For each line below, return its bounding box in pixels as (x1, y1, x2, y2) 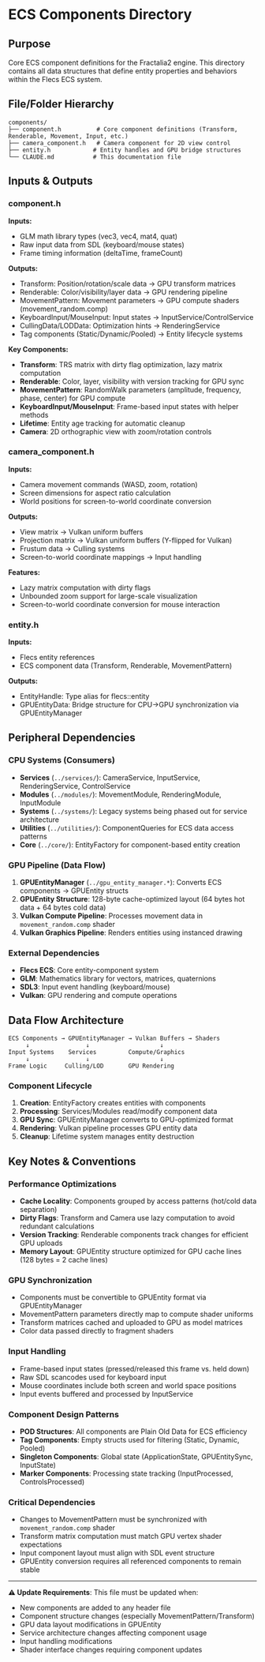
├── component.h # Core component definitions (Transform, (8, 125, 238, 133)
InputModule (19, 797, 62, 807)
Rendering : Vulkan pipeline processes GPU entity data (19, 1124, 198, 1133)
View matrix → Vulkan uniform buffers (19, 527, 144, 536)
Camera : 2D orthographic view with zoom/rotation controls (19, 426, 212, 436)
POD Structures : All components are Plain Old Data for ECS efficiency (19, 1427, 248, 1436)
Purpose (8, 37, 51, 51)
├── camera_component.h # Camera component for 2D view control (8, 139, 231, 147)
